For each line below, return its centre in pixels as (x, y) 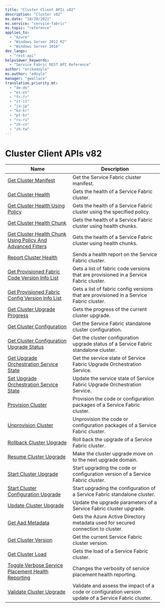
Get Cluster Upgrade (31, 309)
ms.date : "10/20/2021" (28, 19)
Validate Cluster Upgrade (37, 592)
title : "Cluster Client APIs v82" (41, 10)
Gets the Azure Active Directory (109, 517)
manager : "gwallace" (26, 78)
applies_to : (17, 33)
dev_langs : (16, 51)
